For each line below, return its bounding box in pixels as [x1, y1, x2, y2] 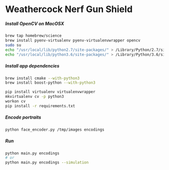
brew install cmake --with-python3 [5, 76, 80, 81]
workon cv [5, 99, 26, 104]
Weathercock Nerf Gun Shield [5, 4, 133, 15]
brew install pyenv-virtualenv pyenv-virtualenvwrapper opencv [5, 38, 141, 43]
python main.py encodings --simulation [5, 160, 89, 165]
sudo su [5, 42, 22, 47]
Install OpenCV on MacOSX [5, 20, 64, 26]
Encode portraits [5, 115, 41, 121]
